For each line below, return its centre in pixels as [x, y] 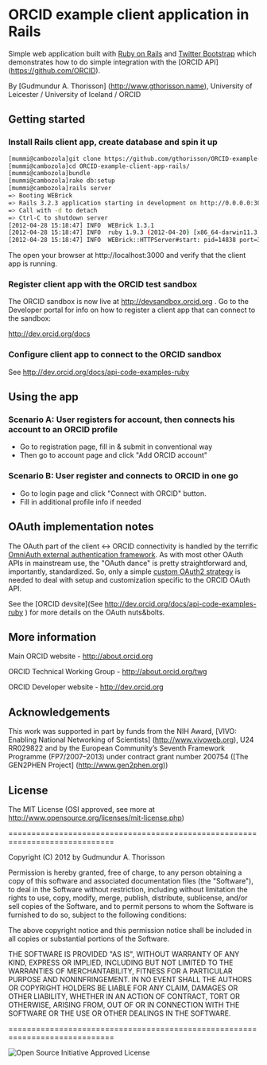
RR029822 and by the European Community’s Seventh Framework [116, 748]
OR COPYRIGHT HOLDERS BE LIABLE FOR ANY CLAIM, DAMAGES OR [123, 988]
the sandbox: [30, 318]
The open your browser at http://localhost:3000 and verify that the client [127, 256]
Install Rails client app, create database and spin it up [113, 142]
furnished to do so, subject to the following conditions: [97, 915]
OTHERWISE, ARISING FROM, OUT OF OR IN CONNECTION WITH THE [124, 1005]
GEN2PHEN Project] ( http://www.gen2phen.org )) [88, 765]
